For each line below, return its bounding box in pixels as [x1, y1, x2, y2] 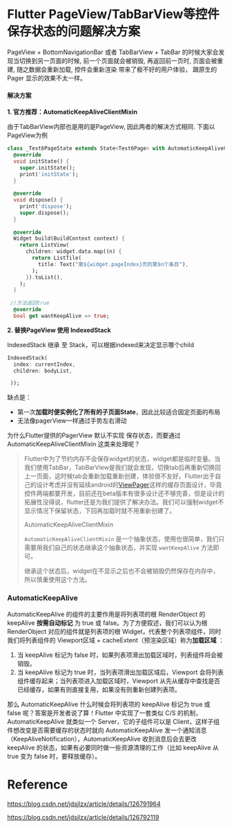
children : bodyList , [13, 367, 72, 374]
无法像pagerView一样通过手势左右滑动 [17, 416, 127, 425]
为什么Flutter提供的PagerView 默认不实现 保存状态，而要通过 [7, 431, 181, 440]
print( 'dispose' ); [19, 203, 72, 210]
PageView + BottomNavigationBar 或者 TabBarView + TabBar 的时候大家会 [7, 48, 219, 56]
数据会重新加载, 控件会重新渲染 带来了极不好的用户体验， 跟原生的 [28, 65, 217, 73]
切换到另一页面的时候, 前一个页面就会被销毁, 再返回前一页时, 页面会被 [19, 56, 217, 64]
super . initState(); [19, 164, 76, 171]
